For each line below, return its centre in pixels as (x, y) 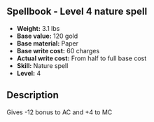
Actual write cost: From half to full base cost (82, 58)
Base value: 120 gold (47, 36)
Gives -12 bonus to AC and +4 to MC (59, 112)
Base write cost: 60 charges (58, 50)
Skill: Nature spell (42, 65)
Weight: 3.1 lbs (38, 28)
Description (33, 95)
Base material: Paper (47, 43)
